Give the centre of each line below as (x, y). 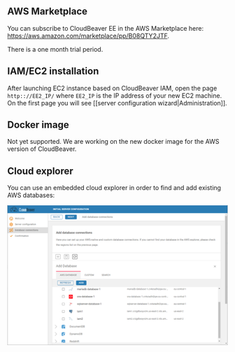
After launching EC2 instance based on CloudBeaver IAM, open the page (112, 88)
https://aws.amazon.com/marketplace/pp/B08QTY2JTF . (88, 36)
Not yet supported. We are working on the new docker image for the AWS (113, 142)
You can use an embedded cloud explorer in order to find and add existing (114, 188)
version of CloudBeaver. (42, 149)
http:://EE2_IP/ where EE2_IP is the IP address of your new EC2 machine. (115, 95)
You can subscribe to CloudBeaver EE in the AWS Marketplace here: (106, 28)
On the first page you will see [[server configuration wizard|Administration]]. (117, 103)
